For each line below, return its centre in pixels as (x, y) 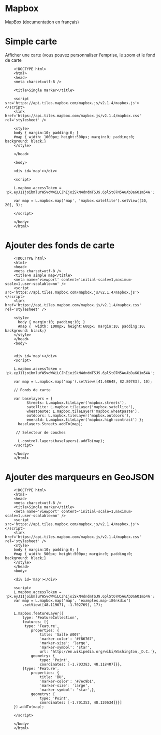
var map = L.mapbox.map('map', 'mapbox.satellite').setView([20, (81, 200)
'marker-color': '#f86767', (68, 639)
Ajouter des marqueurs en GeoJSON (80, 477)
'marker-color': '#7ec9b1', (68, 681)
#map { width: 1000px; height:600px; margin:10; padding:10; (82, 326)
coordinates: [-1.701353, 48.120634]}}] (81, 702)
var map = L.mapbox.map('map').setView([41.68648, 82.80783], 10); (83, 382)
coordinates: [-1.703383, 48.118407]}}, (81, 664)
